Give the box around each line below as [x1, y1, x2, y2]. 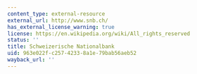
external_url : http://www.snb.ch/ [7, 17, 109, 24]
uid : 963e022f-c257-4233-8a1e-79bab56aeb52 [7, 50, 137, 57]
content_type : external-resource [7, 10, 106, 18]
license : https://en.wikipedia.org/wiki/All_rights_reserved [7, 30, 191, 37]
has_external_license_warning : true [7, 23, 115, 30]
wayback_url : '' [7, 56, 55, 63]
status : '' [7, 37, 39, 44]
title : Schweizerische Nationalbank [7, 43, 115, 50]
